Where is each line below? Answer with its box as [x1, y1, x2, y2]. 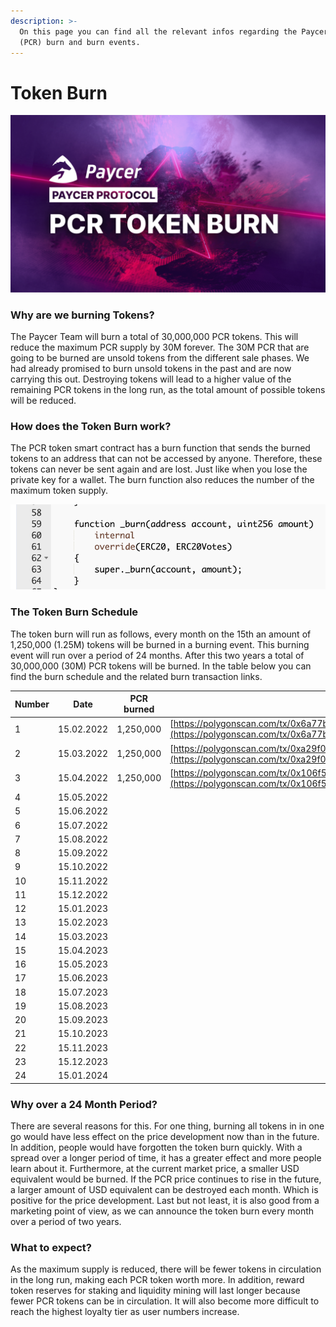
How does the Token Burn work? [10, 420, 172, 434]
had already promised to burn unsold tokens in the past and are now [10, 363, 292, 375]
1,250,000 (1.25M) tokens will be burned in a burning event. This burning [10, 638, 310, 650]
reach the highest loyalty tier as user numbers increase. [10, 1306, 240, 1318]
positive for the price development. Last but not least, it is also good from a [10, 1194, 320, 1206]
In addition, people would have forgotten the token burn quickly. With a [10, 1141, 303, 1153]
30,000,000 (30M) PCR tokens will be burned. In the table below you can [10, 660, 312, 672]
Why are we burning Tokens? [10, 308, 155, 322]
